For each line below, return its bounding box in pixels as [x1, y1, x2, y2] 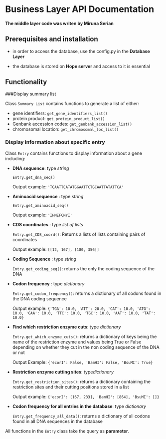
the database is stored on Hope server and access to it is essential [12, 63, 151, 69]
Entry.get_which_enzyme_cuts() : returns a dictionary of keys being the [12, 333, 157, 339]
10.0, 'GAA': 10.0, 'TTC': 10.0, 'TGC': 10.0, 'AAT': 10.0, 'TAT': [12, 310, 156, 316]
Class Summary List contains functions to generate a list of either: [5, 101, 140, 107]
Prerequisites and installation [5, 35, 98, 44]
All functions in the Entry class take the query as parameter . [5, 428, 130, 434]
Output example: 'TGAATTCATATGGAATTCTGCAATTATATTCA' [12, 184, 124, 190]
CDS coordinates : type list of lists [12, 221, 83, 227]
